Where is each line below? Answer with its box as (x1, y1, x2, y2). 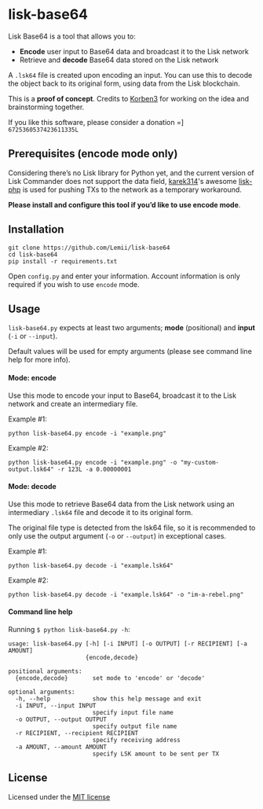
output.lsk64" (8, 465, 55, 473)
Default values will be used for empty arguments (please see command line (8, 347, 253, 356)
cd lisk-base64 (8, 250, 58, 259)
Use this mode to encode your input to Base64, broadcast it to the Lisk (8, 391, 237, 400)
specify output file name (92, 722, 177, 730)
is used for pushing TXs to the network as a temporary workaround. (22, 185, 242, 194)
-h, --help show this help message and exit (15, 694, 202, 703)
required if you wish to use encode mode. (8, 279, 140, 289)
